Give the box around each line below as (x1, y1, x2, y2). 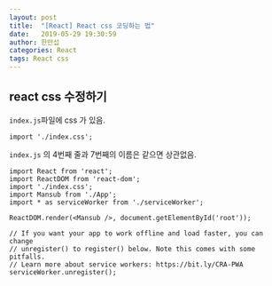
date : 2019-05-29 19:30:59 (9, 29, 117, 38)
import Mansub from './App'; (9, 190, 117, 199)
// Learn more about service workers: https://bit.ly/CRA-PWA (9, 259, 244, 269)
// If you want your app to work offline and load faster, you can (9, 228, 264, 238)
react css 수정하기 (9, 90, 108, 105)
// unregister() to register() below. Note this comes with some (9, 244, 255, 253)
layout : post (9, 12, 58, 22)
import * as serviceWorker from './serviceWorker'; (9, 197, 204, 207)
